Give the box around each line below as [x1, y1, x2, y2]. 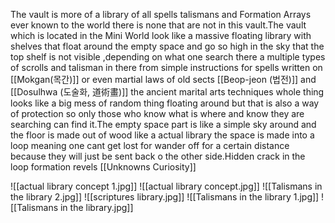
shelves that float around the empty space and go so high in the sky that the [10, 40, 325, 52]
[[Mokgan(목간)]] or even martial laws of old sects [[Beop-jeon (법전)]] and [10, 74, 317, 85]
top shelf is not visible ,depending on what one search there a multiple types [10, 51, 326, 63]
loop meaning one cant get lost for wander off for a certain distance [10, 140, 290, 151]
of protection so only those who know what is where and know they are [10, 108, 305, 119]
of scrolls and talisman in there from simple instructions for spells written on [10, 62, 323, 73]
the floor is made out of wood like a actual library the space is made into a [10, 129, 315, 141]
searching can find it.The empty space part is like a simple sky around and [10, 119, 317, 130]
